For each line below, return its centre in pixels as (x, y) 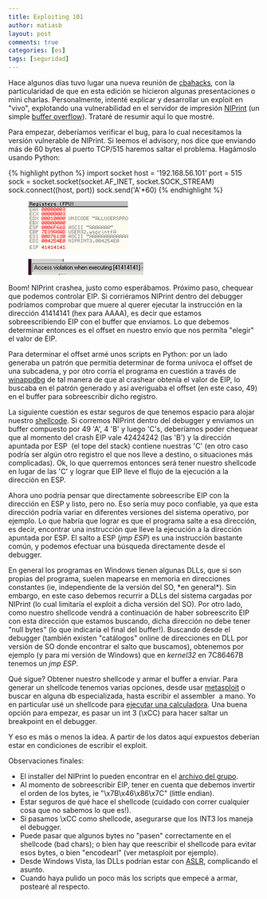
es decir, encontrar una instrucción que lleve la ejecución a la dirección (125, 529)
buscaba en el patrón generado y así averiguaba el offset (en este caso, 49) (133, 388)
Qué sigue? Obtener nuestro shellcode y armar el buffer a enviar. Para (123, 679)
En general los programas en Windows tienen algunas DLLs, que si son (125, 570)
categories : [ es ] (37, 51)
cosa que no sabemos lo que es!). (75, 810)
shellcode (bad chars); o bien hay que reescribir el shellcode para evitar (138, 844)
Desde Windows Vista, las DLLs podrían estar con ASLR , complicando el (139, 861)
